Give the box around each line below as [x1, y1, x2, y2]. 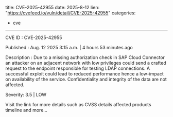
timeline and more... [5, 107, 48, 113]
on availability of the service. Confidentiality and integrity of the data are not [5, 76, 167, 82]
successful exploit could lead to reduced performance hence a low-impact [5, 71, 164, 76]
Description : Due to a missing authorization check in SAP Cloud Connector [5, 54, 165, 61]
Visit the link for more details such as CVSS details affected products [5, 102, 151, 107]
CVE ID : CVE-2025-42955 [5, 34, 62, 41]
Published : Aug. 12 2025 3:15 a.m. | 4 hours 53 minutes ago [5, 45, 133, 50]
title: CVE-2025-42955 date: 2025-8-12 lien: [5, 5, 99, 10]
